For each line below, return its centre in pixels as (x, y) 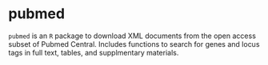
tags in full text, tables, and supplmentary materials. (94, 52)
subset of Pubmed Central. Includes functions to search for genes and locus (134, 44)
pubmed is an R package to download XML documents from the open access (132, 36)
